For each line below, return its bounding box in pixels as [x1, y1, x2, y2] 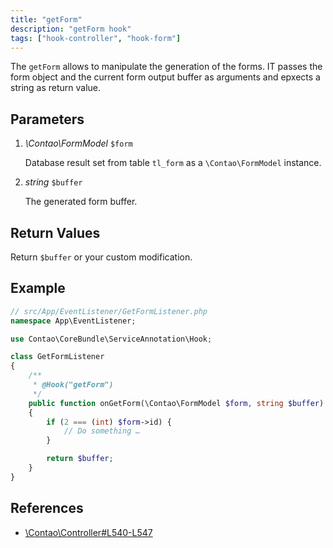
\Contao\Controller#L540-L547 [24, 526, 153, 538]
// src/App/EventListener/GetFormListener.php [10, 306, 208, 316]
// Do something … [63, 426, 141, 436]
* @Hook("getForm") [32, 380, 114, 390]
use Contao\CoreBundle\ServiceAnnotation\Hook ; [10, 334, 213, 344]
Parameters [10, 111, 85, 128]
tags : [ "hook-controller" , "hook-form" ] [10, 33, 182, 43]
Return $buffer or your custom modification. [10, 251, 193, 263]
